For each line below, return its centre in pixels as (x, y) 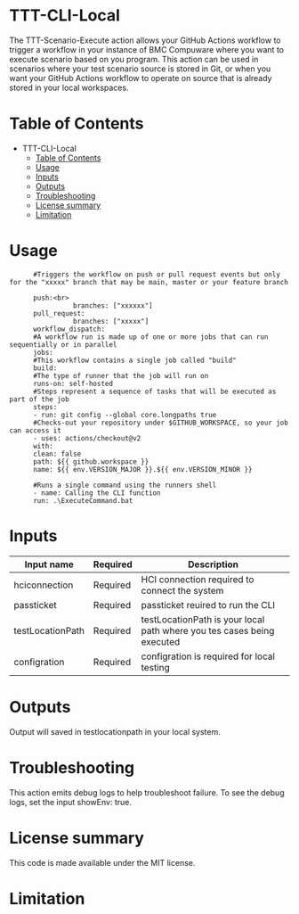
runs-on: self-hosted (73, 383)
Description (213, 564)
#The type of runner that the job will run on (121, 375)
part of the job (39, 399)
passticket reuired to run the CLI (208, 605)
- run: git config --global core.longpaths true (125, 415)
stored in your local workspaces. (69, 87)
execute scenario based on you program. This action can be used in (134, 59)
